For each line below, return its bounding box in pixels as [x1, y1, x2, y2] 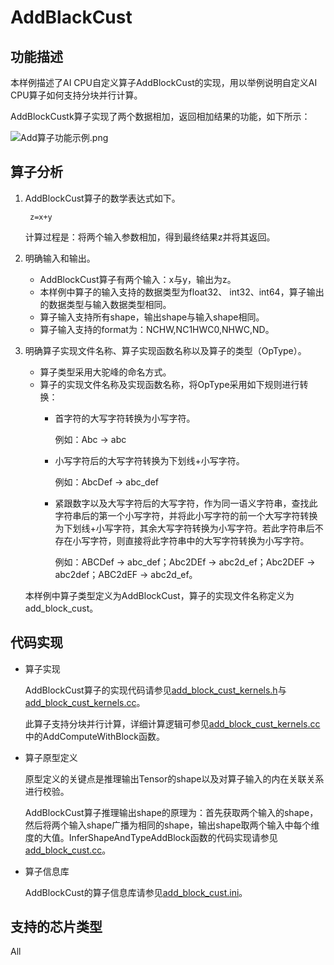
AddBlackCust [10, 6, 133, 29]
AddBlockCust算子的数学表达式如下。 [24, 192, 181, 204]
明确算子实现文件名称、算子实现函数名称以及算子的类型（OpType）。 [24, 344, 307, 356]
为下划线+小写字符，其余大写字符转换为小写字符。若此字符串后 [54, 522, 315, 534]
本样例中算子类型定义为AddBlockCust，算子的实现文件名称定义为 [24, 589, 295, 601]
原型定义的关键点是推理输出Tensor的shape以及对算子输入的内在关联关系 [24, 772, 325, 785]
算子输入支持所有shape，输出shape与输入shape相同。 [39, 311, 265, 323]
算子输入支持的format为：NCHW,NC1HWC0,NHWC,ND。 [39, 323, 275, 335]
